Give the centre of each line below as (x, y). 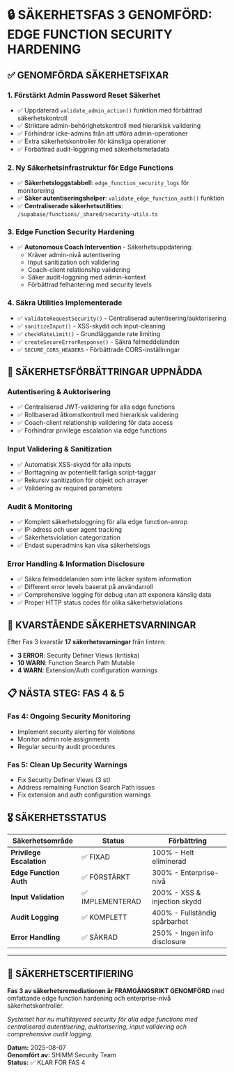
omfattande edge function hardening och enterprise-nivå (89, 998)
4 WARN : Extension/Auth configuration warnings (87, 670)
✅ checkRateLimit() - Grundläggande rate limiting (89, 333)
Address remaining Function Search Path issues (86, 788)
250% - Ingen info (183, 933)
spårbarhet (170, 921)
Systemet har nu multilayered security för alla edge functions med (102, 1019)
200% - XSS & (177, 892)
